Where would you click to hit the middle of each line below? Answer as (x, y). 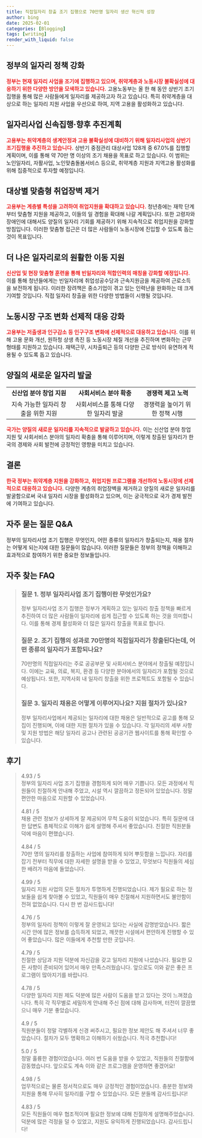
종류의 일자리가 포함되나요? (66, 650)
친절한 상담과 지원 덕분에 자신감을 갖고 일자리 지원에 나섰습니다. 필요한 (103, 959)
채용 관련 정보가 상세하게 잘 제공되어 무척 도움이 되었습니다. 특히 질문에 (104, 818)
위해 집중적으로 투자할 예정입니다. (46, 170)
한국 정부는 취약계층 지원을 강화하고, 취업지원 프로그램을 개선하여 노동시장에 (94, 481)
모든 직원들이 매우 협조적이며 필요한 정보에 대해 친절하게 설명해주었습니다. (108, 1114)
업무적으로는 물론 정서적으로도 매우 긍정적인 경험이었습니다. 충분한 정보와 (107, 1086)
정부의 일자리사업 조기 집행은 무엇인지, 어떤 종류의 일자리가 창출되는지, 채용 (94, 540)
